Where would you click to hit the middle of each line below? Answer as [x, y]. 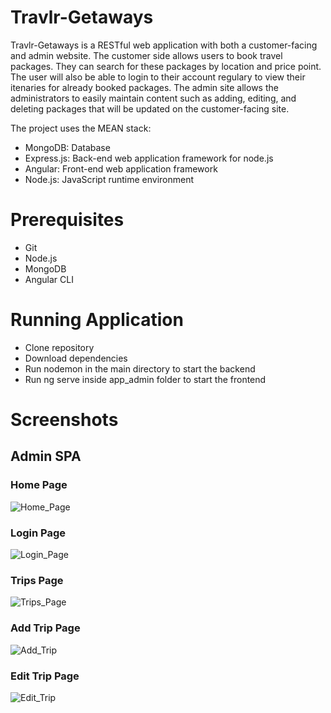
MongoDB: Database [67, 147]
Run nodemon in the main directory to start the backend [140, 368]
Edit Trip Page [45, 676]
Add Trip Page [45, 628]
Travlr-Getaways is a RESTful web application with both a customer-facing [164, 45]
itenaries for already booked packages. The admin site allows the [144, 87]
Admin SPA [46, 456]
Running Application [97, 320]
